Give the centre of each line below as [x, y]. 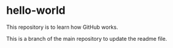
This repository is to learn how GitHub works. [62, 27]
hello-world [36, 10]
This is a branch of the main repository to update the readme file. [86, 38]
